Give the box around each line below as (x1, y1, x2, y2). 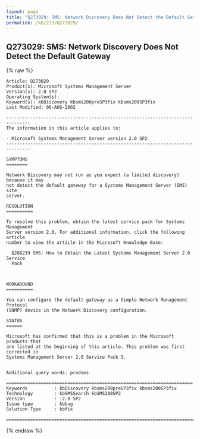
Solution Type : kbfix (6, 406, 73, 412)
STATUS (6, 318, 23, 324)
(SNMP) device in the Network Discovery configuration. (6, 308, 148, 313)
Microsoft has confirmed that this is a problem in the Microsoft (6, 334, 174, 340)
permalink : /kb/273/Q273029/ (6, 20, 79, 26)
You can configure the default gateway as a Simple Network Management (6, 297, 187, 303)
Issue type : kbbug (6, 401, 73, 407)
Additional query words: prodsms (6, 370, 89, 376)
